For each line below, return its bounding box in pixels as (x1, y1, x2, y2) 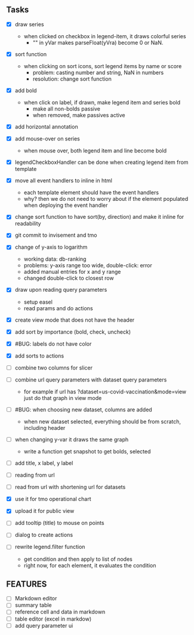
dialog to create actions (14, 532, 73, 539)
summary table (14, 602, 52, 609)
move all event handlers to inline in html (14, 177, 112, 184)
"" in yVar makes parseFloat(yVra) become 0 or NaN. (32, 39, 164, 46)
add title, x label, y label (14, 460, 73, 466)
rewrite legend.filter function (14, 544, 85, 551)
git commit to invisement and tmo (14, 231, 97, 239)
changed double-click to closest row (23, 274, 115, 282)
